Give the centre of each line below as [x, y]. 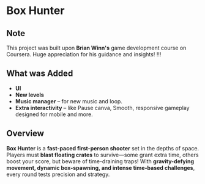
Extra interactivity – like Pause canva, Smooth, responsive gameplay [102, 108]
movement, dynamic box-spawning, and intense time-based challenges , [101, 167]
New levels [29, 95]
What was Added [40, 74]
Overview [25, 134]
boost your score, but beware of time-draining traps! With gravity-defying [100, 161]
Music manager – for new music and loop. [69, 101]
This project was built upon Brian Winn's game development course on [96, 48]
